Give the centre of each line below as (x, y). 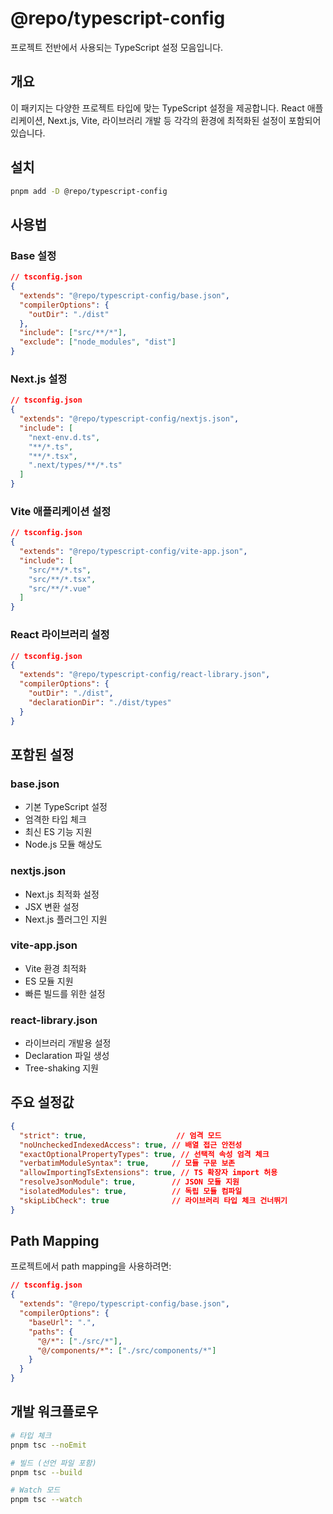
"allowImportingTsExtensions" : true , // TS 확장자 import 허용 (148, 1173)
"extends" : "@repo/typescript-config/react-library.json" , (145, 675)
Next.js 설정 (39, 379)
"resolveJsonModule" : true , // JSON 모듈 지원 (129, 1182)
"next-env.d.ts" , (64, 437)
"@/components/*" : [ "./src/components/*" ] (126, 1350)
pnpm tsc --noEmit (48, 1445)
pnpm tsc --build (46, 1472)
